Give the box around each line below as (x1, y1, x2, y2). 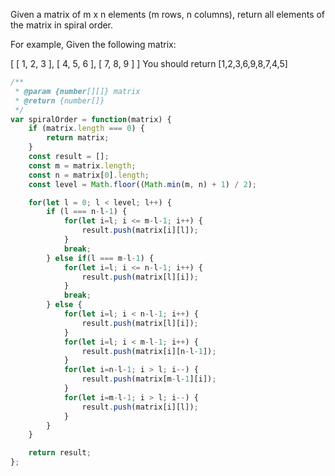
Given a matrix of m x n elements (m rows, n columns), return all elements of (10, 9, 326, 20)
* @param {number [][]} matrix (14, 86, 141, 96)
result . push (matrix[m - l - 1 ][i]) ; (81, 374, 217, 384)
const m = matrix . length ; (28, 160, 137, 171)
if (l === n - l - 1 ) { (46, 207, 128, 217)
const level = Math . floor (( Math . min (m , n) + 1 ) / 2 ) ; (28, 179, 257, 189)
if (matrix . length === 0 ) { (28, 124, 145, 134)
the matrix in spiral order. (10, 19, 114, 31)
